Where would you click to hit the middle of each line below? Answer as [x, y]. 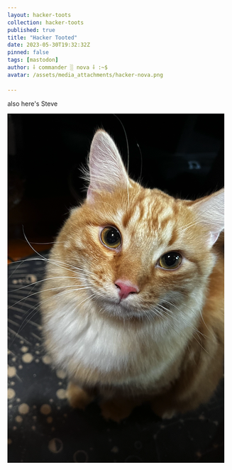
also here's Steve [33, 104]
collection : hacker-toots [45, 22]
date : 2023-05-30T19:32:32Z [49, 45]
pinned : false [28, 53]
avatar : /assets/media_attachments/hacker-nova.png [85, 75]
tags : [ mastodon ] [33, 60]
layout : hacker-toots [39, 15]
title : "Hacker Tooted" [43, 38]
